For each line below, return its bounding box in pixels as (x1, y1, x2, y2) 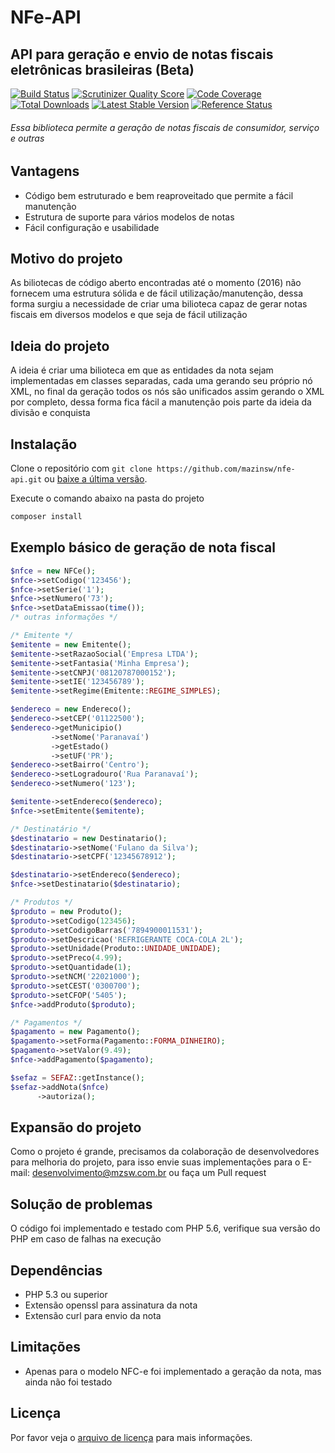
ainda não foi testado (24, 1376, 113, 1388)
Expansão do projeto (10, 1119, 142, 1136)
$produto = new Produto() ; (10, 906, 123, 916)
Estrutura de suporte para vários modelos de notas (24, 211, 235, 223)
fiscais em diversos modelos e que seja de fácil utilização (10, 309, 248, 321)
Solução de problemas (10, 1196, 153, 1213)
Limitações (10, 1339, 81, 1356)
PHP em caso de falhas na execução (10, 1233, 162, 1245)
